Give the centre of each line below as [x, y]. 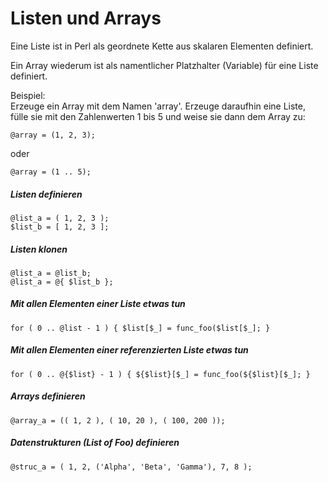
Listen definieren [46, 194]
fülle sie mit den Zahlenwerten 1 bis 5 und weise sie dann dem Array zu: [158, 116]
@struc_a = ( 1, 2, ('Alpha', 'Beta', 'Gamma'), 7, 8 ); [131, 467]
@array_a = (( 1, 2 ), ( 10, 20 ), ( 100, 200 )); [118, 420]
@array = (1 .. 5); [51, 172]
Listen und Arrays [86, 18]
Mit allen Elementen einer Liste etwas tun [98, 304]
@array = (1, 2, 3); [53, 135]
